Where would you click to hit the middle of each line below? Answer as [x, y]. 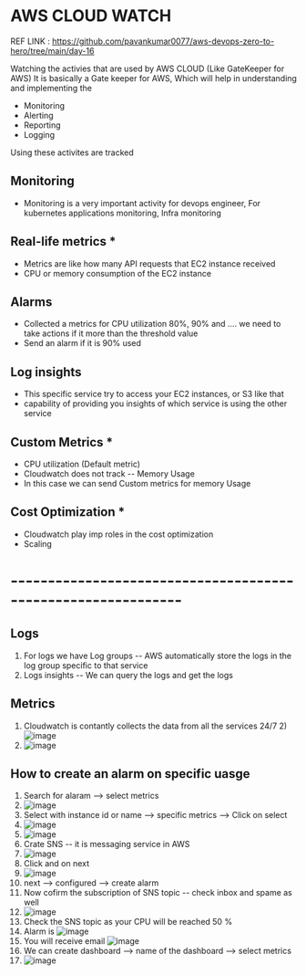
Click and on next [56, 864]
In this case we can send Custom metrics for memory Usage [137, 483]
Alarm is [39, 931]
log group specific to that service [86, 665]
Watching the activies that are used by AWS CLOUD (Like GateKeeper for [148, 68]
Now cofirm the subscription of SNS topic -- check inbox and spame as [158, 893]
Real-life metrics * [63, 241]
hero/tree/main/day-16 [52, 50]
